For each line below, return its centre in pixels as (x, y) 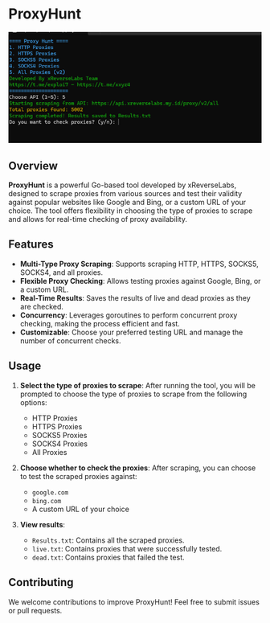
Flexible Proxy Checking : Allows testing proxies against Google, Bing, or (140, 281)
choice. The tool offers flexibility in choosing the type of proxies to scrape (131, 211)
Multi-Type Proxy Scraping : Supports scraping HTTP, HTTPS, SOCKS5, (139, 264)
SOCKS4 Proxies (60, 444)
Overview (33, 166)
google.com (50, 492)
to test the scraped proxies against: (78, 476)
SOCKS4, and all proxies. (61, 272)
